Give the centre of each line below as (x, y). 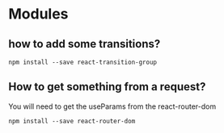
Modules (38, 14)
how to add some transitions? (85, 44)
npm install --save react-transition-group (83, 62)
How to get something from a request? (107, 87)
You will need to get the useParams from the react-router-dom (112, 106)
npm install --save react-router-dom (72, 121)
